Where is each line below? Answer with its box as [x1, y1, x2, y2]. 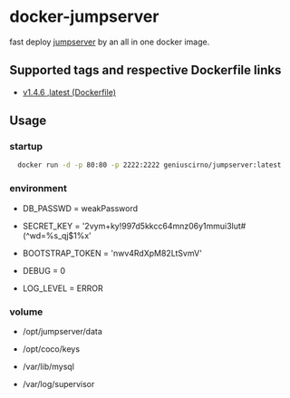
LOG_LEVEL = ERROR [22, 283, 103, 294]
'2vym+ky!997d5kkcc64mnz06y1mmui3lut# [82, 220, 246, 231]
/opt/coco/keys [22, 343, 80, 354]
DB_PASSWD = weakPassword [22, 202, 139, 214]
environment [9, 182, 68, 195]
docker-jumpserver [9, 6, 159, 27]
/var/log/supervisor [22, 378, 95, 389]
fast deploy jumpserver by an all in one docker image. [9, 36, 210, 47]
